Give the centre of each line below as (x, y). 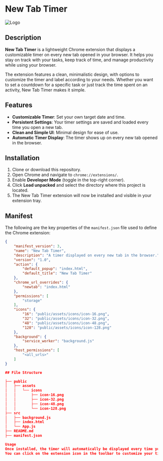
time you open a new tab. (37, 127)
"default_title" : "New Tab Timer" (57, 273)
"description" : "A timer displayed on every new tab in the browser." (87, 255)
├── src (13, 413)
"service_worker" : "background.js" (58, 341)
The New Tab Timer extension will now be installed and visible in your (82, 195)
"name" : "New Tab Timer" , (40, 251)
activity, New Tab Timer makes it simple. (45, 90)
